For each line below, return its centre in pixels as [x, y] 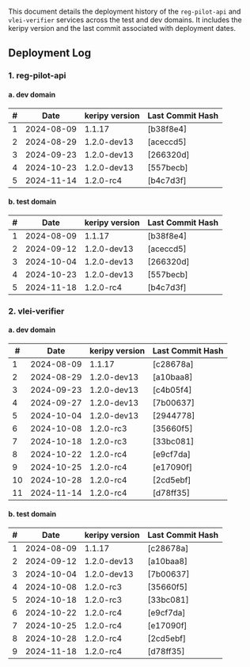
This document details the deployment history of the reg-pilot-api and [125, 11]
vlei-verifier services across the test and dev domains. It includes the [125, 20]
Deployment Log [50, 53]
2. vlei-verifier [36, 311]
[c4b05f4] [172, 390]
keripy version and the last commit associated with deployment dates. [122, 28]
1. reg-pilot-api [37, 76]
